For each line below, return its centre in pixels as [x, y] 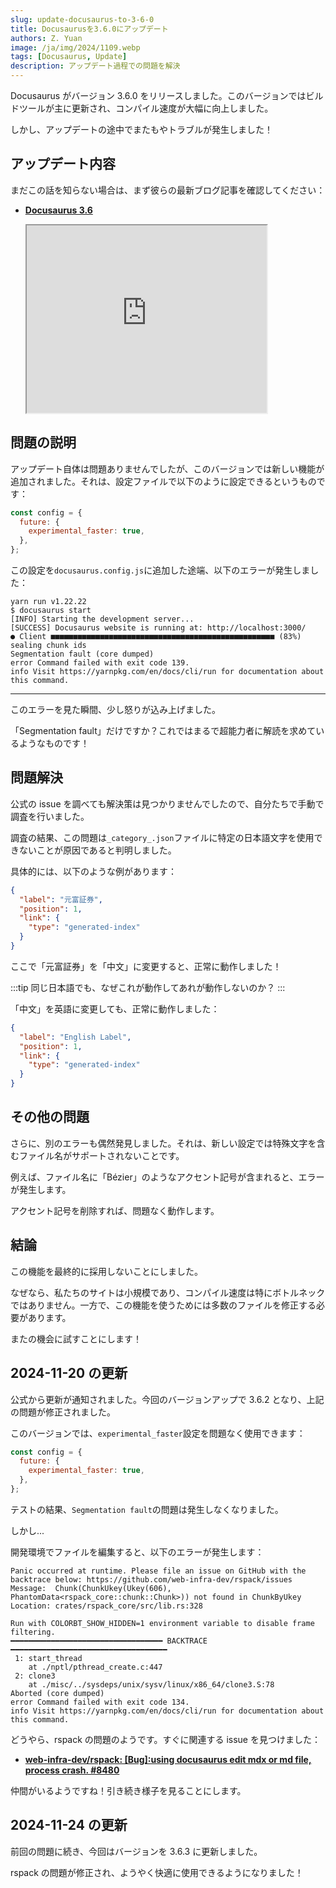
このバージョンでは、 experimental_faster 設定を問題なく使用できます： [158, 1433]
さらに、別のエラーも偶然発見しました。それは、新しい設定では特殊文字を [163, 1143]
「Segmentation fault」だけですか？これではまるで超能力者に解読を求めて [163, 730]
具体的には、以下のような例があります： [93, 871]
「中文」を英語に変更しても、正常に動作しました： [115, 1008]
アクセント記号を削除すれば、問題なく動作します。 [115, 1210]
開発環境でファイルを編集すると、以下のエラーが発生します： [137, 1552]
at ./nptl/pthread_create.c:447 [95, 1667]
